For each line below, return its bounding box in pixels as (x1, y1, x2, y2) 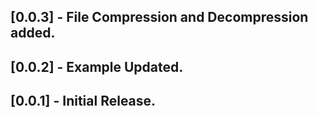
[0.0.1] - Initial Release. (10, 93, 157, 110)
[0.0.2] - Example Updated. (10, 58, 184, 75)
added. (10, 25, 56, 42)
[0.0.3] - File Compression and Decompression (10, 9, 309, 26)
